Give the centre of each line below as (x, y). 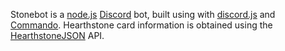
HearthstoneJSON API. (57, 35)
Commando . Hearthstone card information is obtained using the (141, 25)
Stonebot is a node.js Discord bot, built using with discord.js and (143, 14)
